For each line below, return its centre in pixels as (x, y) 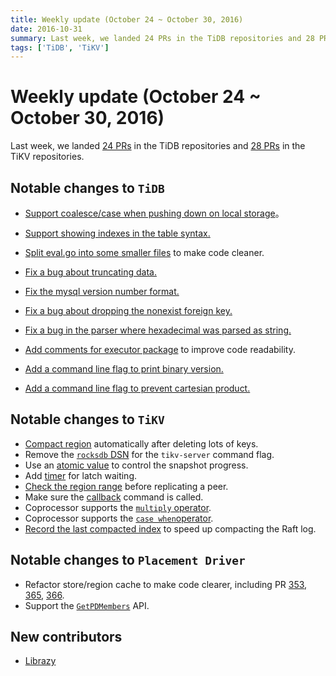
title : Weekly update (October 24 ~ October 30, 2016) (127, 19)
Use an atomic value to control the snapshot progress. (136, 465)
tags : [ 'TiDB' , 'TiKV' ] (60, 47)
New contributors (66, 637)
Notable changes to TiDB (87, 187)
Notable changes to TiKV (87, 419)
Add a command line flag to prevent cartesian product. (137, 388)
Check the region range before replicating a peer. (126, 486)
